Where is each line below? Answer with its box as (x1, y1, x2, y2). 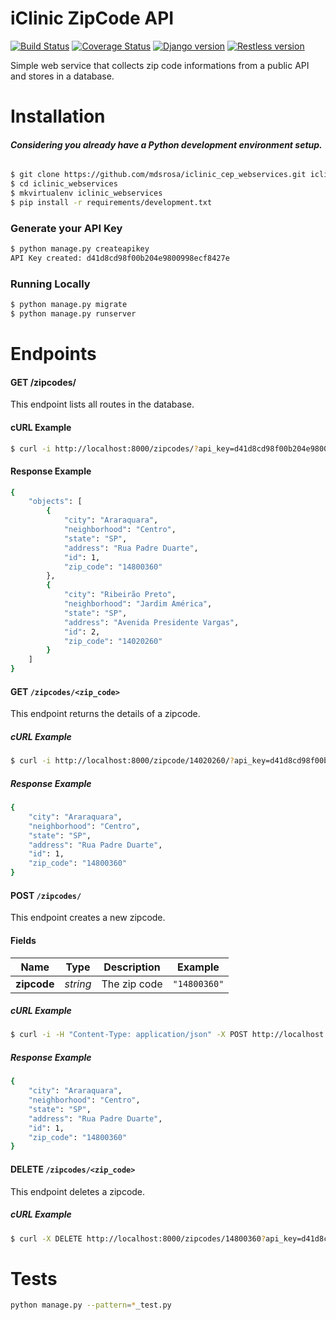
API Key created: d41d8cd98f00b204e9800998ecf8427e (10, 253, 230, 263)
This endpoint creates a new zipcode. (10, 912, 166, 924)
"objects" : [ (28, 497, 83, 507)
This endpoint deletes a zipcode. (10, 1185, 146, 1197)
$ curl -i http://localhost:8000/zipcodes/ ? (10, 443, 199, 454)
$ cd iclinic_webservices (10, 179, 118, 189)
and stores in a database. (10, 70, 115, 82)
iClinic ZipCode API (10, 7, 175, 30)
